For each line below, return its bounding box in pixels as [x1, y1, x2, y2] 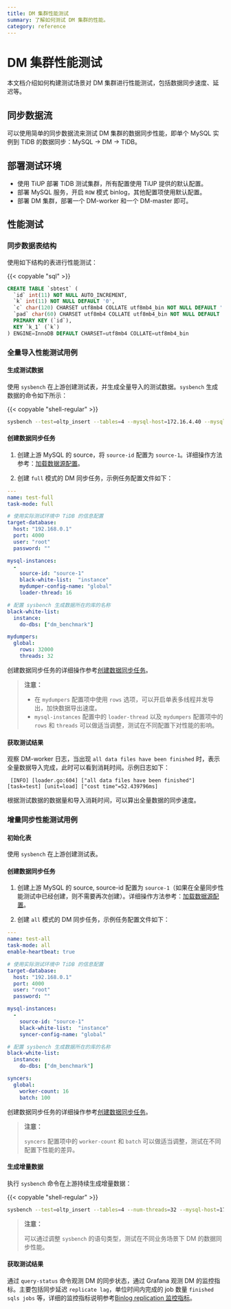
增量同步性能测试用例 [7, 815, 78, 825]
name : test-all [7, 936, 51, 942]
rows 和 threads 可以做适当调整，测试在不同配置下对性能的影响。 [34, 721, 219, 729]
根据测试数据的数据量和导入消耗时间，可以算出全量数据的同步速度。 [7, 796, 200, 805]
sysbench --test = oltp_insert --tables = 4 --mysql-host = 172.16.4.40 [7, 418, 201, 425]
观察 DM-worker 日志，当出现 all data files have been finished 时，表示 [7, 755, 221, 763]
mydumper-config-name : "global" [19, 583, 112, 590]
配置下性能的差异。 [23, 1145, 79, 1154]
